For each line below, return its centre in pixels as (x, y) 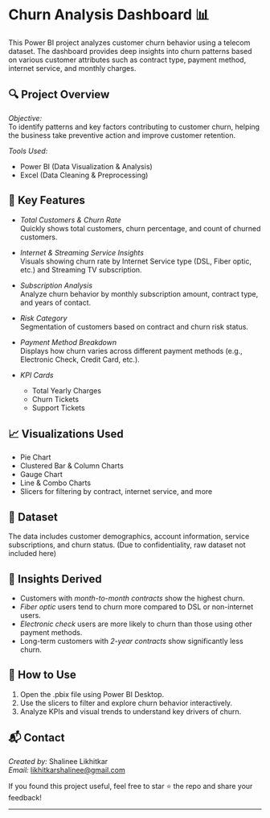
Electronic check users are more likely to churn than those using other (136, 624)
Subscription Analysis (56, 285)
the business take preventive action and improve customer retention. (122, 135)
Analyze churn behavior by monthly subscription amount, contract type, (139, 293)
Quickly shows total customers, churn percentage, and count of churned (140, 228)
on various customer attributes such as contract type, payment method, (127, 60)
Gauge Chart (41, 475)
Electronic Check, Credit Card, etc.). (80, 359)
